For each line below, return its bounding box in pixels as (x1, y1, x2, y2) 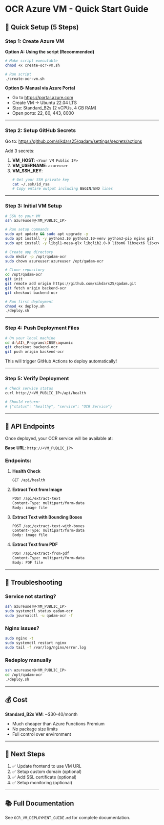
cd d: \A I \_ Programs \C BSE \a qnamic (5, 340, 73, 345)
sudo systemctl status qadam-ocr (5, 609, 73, 614)
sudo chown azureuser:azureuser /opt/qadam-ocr (5, 258, 104, 263)
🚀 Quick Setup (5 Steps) (5, 23, 79, 31)
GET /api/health (12, 478, 45, 483)
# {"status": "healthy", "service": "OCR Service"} (5, 404, 112, 409)
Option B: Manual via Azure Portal (5, 85, 75, 91)
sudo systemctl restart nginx (5, 641, 67, 645)
